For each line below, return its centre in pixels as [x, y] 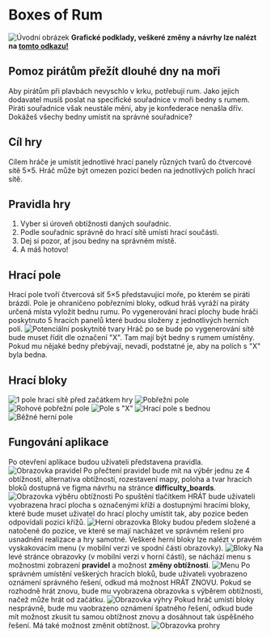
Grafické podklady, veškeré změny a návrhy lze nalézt [164, 37]
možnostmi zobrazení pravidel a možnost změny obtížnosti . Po [129, 565]
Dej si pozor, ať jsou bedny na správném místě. [98, 241]
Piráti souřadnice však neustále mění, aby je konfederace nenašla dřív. [126, 108]
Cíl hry [25, 142]
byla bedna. [28, 355]
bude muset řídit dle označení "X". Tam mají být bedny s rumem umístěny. [131, 338]
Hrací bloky [38, 380]
